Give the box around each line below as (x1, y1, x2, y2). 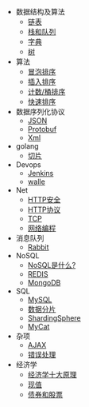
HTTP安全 (27, 195, 61, 204)
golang (15, 142, 39, 150)
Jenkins (27, 169, 54, 178)
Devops (15, 160, 41, 170)
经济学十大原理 (27, 370, 77, 379)
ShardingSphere (27, 313, 81, 322)
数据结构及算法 (15, 7, 65, 16)
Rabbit (27, 242, 49, 252)
